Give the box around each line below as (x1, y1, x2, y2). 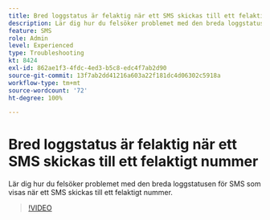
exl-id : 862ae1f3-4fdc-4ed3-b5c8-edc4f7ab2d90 (8, 64, 167, 72)
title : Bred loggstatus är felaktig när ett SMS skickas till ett (8, 11, 235, 20)
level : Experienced (8, 42, 74, 50)
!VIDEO (27, 203, 52, 213)
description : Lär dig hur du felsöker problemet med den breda (8, 19, 225, 27)
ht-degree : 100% (8, 94, 63, 102)
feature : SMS (8, 26, 52, 35)
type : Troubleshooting (8, 49, 84, 57)
